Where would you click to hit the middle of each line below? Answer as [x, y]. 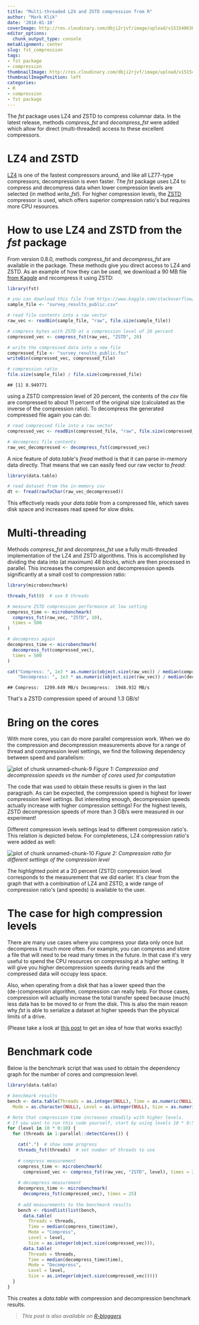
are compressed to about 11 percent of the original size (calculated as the [96, 402]
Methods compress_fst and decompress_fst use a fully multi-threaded [92, 549]
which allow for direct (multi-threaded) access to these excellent [86, 128]
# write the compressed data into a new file [64, 347]
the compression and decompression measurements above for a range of [97, 745]
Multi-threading [47, 533]
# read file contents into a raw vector [58, 315]
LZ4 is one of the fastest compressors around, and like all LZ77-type [90, 175]
